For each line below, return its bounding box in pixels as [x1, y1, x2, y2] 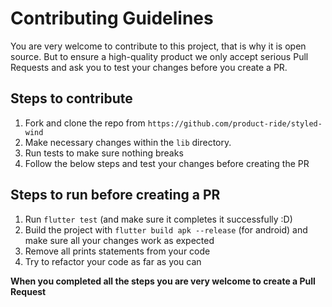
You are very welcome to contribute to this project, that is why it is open [10, 40, 307, 52]
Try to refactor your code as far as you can [24, 255, 202, 267]
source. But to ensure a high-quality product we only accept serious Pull [10, 50, 309, 62]
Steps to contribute [10, 90, 133, 107]
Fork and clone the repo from [24, 117, 146, 129]
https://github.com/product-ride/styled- [147, 118, 323, 129]
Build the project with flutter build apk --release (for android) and [24, 223, 308, 236]
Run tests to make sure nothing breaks [24, 147, 184, 159]
